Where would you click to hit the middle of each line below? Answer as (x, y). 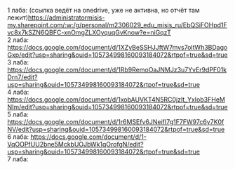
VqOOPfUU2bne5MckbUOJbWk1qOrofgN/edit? (75, 144)
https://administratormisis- (66, 18)
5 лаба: (18, 114)
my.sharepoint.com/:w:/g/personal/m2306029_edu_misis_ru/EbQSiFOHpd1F (117, 25)
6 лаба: (18, 137)
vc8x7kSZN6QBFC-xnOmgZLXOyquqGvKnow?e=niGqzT (89, 32)
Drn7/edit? (22, 77)
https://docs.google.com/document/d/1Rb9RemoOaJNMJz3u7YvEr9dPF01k (117, 70)
